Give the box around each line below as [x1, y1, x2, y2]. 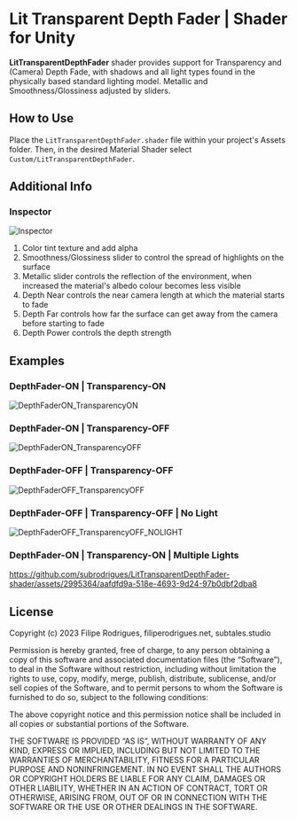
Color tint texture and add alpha [21, 243, 138, 253]
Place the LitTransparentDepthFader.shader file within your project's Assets [9, 134, 286, 145]
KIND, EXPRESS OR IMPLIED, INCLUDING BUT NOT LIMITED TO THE [9, 745, 261, 756]
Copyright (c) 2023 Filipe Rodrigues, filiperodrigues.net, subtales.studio [9, 628, 272, 638]
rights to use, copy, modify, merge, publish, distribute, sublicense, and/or [9, 674, 277, 684]
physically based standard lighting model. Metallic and [9, 75, 208, 86]
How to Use [9, 111, 74, 126]
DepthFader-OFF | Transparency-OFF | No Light [9, 506, 219, 519]
